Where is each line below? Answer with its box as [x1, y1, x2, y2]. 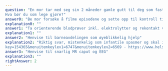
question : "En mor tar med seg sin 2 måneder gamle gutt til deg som [5, 7, 153, 12]
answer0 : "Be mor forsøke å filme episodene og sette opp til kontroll [5, 16, 157, 21]
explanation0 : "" [5, 21, 41, 26]
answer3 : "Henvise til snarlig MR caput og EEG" [5, 49, 108, 54]
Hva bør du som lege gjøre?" [5, 12, 66, 17]
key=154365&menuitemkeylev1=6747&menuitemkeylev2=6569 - [5, 44, 126, 49]
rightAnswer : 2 [5, 58, 37, 63]
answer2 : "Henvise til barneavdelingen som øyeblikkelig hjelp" [5, 35, 142, 40]
